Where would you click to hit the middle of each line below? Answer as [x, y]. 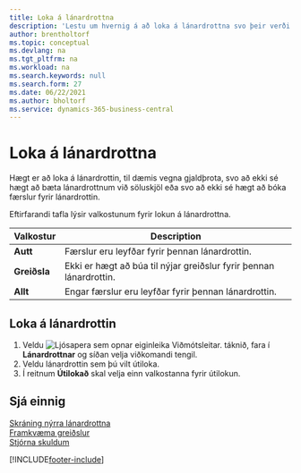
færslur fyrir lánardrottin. [55, 197]
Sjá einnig [37, 402]
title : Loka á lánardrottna [62, 17]
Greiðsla [32, 272]
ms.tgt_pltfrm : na [43, 59]
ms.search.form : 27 [46, 84]
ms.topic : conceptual [50, 42]
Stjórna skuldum [39, 442]
